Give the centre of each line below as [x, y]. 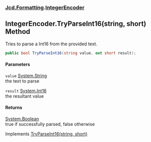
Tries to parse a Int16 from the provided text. [51, 44]
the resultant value [25, 96]
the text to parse [22, 81]
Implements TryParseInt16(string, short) [46, 134]
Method [18, 32]
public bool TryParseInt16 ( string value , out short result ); [71, 53]
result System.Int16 [26, 91]
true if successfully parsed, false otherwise [50, 124]
